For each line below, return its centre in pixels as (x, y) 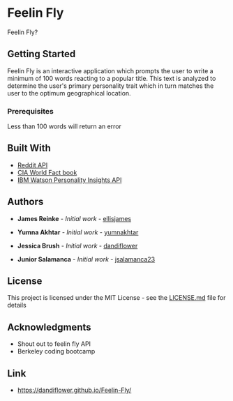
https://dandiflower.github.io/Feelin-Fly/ (74, 390)
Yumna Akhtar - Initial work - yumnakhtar (78, 232)
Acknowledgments (50, 327)
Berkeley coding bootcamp (56, 351)
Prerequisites (30, 111)
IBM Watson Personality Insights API (69, 180)
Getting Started (42, 54)
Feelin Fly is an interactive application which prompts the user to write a (111, 70)
